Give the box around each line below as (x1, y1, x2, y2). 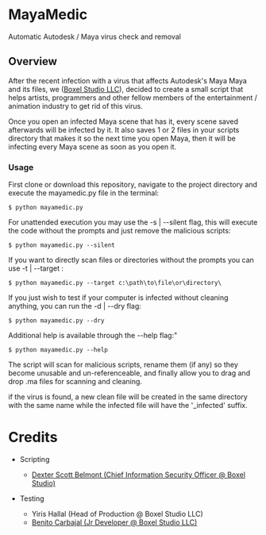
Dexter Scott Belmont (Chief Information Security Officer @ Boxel (31, 470, 246, 479)
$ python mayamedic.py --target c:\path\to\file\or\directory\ (8, 279, 222, 287)
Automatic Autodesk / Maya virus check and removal (8, 32, 181, 41)
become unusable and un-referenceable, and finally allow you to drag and (8, 368, 251, 378)
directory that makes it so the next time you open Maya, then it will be (8, 133, 236, 143)
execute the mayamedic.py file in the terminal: (8, 188, 160, 198)
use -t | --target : (8, 264, 64, 273)
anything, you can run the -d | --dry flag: (8, 302, 141, 311)
